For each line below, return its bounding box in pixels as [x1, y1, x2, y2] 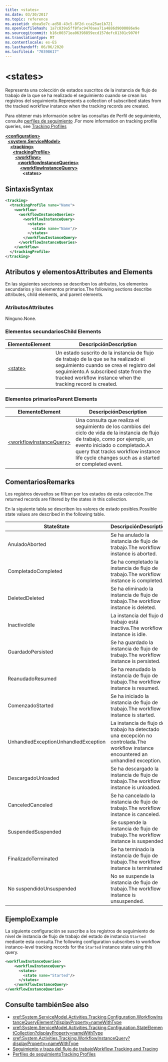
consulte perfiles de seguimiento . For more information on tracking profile [5, 118, 157, 124]
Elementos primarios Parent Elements [5, 395, 97, 402]
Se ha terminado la [110, 846, 155, 853]
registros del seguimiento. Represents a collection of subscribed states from [5, 98, 161, 104]
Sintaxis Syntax [5, 184, 53, 193]
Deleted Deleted [7, 594, 44, 601]
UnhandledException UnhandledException [7, 738, 106, 745]
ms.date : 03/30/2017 [5, 12, 48, 17]
